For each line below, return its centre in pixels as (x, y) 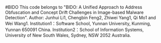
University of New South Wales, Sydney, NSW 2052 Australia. (68, 35)
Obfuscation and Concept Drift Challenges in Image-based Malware (74, 12)
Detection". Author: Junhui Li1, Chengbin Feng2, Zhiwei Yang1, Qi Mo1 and (80, 18)
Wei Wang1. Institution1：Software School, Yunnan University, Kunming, (78, 23)
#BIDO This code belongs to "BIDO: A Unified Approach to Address (74, 7)
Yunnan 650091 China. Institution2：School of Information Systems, (75, 30)
